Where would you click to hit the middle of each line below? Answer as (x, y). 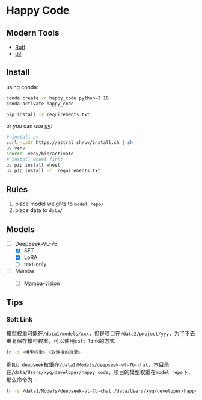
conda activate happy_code (40, 104)
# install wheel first (35, 159)
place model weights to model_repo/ (59, 204)
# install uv (23, 137)
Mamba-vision (42, 283)
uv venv (16, 148)
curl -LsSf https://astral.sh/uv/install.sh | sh (70, 143)
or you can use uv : (29, 126)
